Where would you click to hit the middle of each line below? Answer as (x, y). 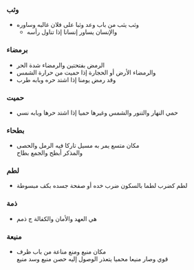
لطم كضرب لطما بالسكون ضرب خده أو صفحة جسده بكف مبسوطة (102, 186)
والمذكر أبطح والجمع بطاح (50, 153)
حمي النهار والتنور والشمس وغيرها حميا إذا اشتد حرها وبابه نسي (97, 113)
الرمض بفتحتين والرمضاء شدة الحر (60, 65)
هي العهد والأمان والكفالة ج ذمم (56, 218)
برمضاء (17, 50)
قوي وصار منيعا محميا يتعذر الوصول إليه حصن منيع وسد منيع (92, 259)
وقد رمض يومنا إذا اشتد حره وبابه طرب (66, 79)
